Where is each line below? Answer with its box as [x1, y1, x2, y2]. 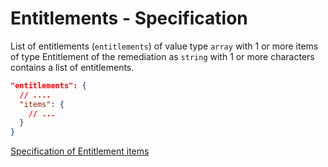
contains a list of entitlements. [10, 61, 135, 73]
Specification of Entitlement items [10, 145, 150, 157]
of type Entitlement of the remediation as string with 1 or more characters [10, 50, 315, 62]
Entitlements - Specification [10, 7, 248, 30]
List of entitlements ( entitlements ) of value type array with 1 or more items [10, 40, 319, 52]
